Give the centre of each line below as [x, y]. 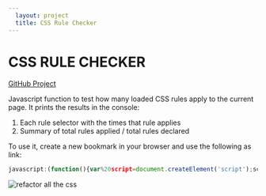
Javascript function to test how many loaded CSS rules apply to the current [131, 99]
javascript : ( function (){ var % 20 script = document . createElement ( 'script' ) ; [131, 170]
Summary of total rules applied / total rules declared [104, 131]
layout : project [42, 15]
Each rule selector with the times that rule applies [100, 122]
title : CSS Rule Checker [56, 23]
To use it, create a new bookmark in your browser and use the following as [130, 146]
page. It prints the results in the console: [74, 107]
